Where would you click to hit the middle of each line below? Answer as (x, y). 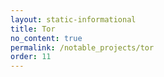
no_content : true (46, 38)
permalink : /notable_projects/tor (82, 47)
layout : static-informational (73, 19)
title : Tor (33, 29)
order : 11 (31, 57)
